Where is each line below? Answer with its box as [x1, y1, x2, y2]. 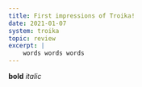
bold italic [8, 72, 42, 81]
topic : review [8, 34, 56, 43]
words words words [23, 49, 85, 57]
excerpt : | [8, 42, 45, 50]
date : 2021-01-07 [8, 19, 67, 27]
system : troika [8, 27, 60, 35]
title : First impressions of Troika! [8, 11, 136, 20]
